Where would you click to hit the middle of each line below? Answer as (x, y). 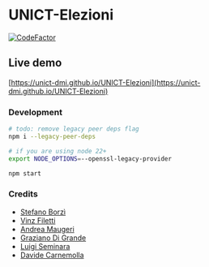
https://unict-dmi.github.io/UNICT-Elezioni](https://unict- (106, 82)
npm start (25, 173)
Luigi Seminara (45, 246)
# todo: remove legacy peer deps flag (74, 129)
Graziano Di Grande (53, 238)
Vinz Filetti (38, 220)
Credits (23, 194)
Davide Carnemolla (52, 255)
